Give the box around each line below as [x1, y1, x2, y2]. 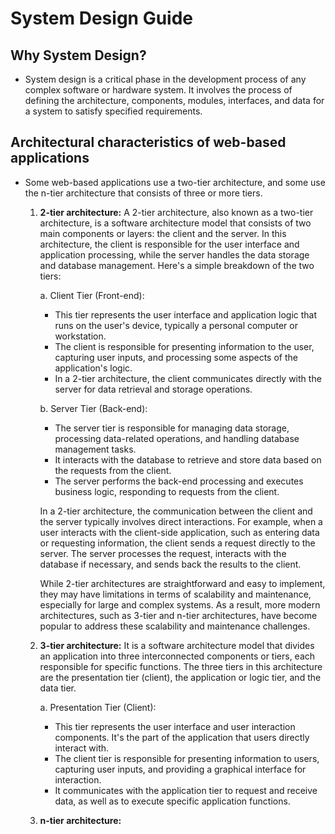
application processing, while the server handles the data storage [39, 248, 310, 261]
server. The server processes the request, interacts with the [39, 547, 287, 559]
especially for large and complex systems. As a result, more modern [39, 598, 321, 611]
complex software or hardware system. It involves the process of [24, 84, 293, 96]
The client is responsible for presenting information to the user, [54, 340, 315, 352]
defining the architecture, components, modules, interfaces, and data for [24, 95, 325, 106]
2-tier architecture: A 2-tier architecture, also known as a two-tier [39, 206, 314, 218]
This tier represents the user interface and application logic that [54, 308, 318, 321]
